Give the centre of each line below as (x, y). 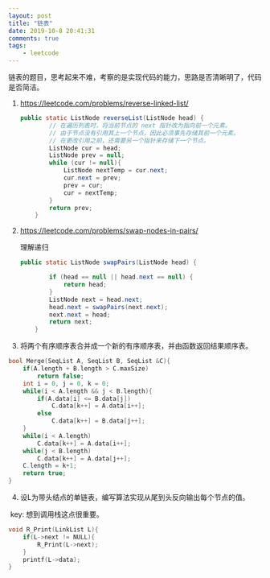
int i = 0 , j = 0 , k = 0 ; (66, 383)
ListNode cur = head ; (86, 148)
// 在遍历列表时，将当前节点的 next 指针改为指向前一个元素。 (140, 126)
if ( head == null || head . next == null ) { (121, 277)
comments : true (34, 38)
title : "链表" (31, 23)
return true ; (45, 473)
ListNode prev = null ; (87, 155)
